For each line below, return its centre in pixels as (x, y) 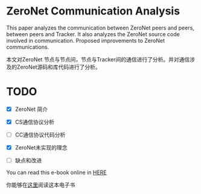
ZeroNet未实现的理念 (41, 148)
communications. (28, 47)
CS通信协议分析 (34, 122)
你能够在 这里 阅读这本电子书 (41, 185)
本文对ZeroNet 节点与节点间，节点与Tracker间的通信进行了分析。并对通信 (98, 59)
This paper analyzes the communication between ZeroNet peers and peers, (100, 28)
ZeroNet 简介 (31, 109)
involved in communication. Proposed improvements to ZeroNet (85, 40)
